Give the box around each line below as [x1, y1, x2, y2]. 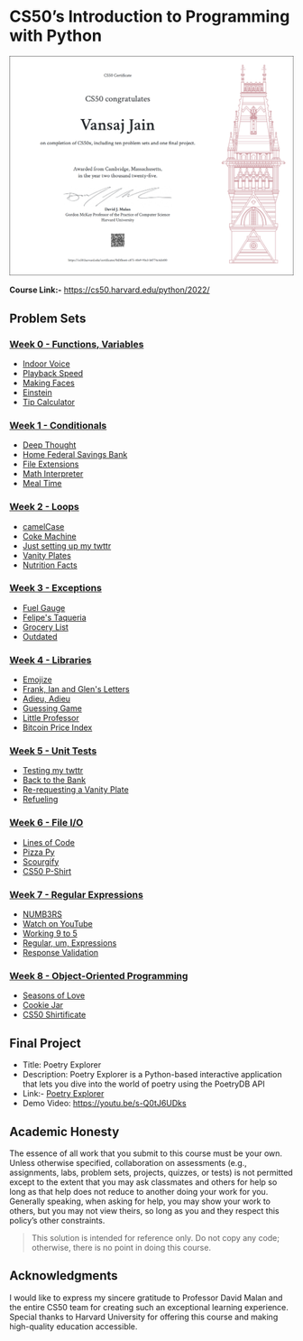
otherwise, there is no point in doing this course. [31, 1242, 212, 1253]
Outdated [22, 631, 58, 642]
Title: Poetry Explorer [22, 1059, 102, 1070]
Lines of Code [22, 837, 75, 847]
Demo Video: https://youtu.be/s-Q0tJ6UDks [22, 1098, 187, 1109]
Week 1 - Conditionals [9, 419, 107, 431]
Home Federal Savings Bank [22, 449, 128, 460]
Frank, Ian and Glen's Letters [22, 684, 130, 695]
